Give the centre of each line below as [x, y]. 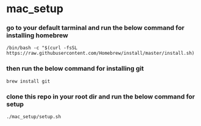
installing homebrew [37, 35]
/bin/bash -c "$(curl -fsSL [42, 48]
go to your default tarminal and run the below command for [95, 28]
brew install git [28, 81]
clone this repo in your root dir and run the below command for [101, 96]
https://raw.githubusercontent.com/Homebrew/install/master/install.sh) [100, 54]
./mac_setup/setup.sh [34, 117]
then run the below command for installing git [75, 69]
